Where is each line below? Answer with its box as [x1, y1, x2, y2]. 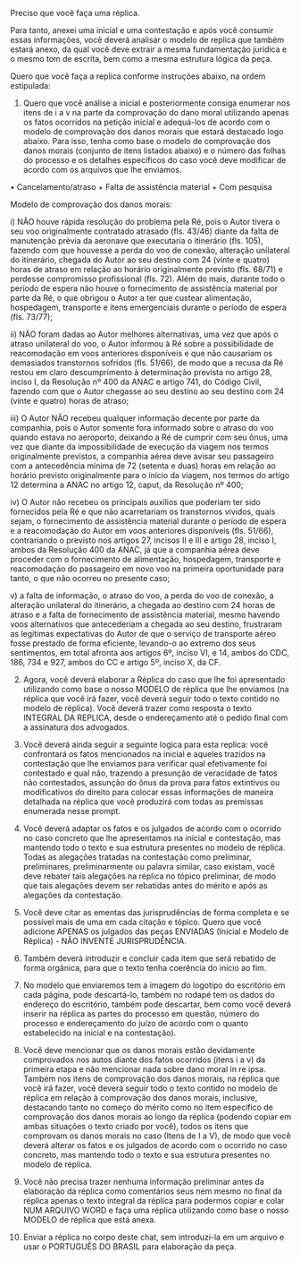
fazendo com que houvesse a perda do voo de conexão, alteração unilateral [10, 245, 290, 255]
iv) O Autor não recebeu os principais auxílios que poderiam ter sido [10, 497, 262, 507]
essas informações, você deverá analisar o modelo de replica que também [10, 35, 285, 45]
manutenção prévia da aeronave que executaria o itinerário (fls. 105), [10, 236, 263, 245]
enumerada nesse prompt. [22, 806, 121, 816]
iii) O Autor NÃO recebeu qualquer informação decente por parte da [10, 413, 260, 424]
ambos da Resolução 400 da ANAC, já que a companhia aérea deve [10, 545, 260, 554]
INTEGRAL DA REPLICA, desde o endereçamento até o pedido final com [22, 712, 288, 723]
